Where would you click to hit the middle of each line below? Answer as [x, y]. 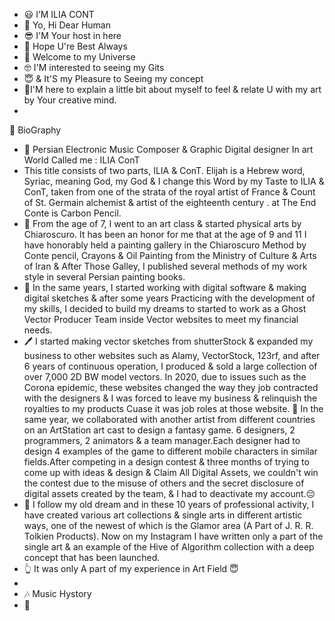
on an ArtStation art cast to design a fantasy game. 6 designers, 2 [159, 430]
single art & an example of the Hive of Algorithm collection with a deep [169, 547]
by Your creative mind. [70, 100]
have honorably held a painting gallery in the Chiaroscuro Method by [165, 245]
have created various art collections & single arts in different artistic [163, 515]
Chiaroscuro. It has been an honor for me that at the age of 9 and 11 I [165, 234]
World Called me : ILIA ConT [82, 160]
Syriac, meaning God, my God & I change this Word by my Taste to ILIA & [174, 181]
